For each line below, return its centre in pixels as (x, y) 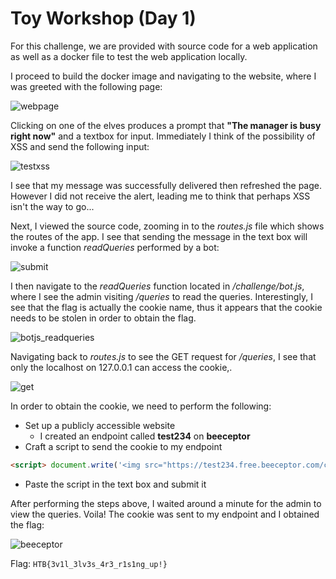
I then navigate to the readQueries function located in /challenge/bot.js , (157, 286)
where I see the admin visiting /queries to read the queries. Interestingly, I (161, 296)
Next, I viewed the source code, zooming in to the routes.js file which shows (167, 226)
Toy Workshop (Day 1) (103, 18)
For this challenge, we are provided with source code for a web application (164, 46)
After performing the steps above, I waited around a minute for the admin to (166, 503)
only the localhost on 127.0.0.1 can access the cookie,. (121, 367)
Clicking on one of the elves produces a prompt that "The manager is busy (166, 125)
